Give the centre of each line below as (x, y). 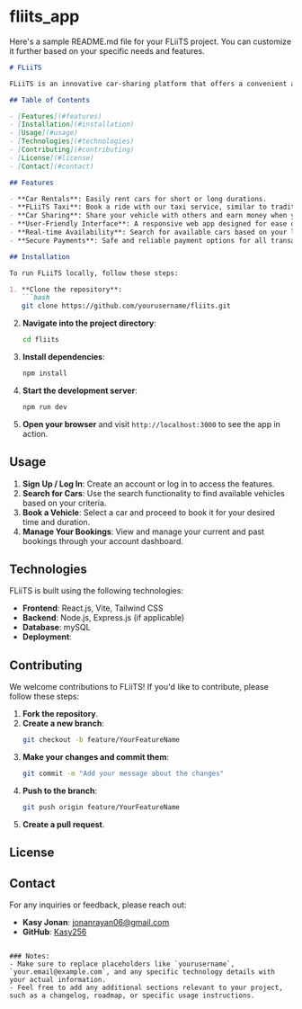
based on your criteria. (64, 503)
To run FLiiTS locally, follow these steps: (94, 273)
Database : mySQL (57, 628)
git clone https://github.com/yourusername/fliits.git (126, 306)
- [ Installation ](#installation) (72, 125)
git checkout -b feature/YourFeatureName (101, 740)
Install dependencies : (63, 357)
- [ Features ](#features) (56, 116)
